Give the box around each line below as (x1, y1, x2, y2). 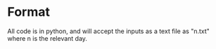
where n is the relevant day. (7, 34, 88, 42)
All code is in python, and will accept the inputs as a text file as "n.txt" (7, 27, 210, 35)
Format (7, 4, 51, 20)
